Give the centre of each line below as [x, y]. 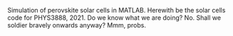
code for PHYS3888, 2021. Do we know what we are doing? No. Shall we [114, 18]
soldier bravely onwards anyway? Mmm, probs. [77, 25]
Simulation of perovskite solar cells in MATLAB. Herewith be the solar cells [116, 10]
